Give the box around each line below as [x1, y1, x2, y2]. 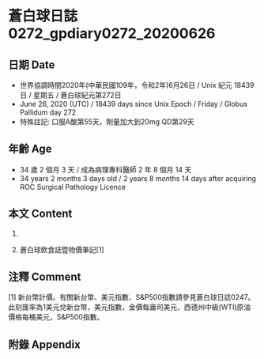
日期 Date [8, 58, 55, 71]
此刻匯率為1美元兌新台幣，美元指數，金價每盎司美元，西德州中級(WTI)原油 [8, 302, 251, 312]
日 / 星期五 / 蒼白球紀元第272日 [19, 90, 122, 100]
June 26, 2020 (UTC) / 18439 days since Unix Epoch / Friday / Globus [19, 100, 247, 108]
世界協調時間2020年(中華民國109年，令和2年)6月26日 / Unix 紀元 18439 [19, 81, 255, 89]
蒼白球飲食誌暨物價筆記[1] [19, 244, 104, 254]
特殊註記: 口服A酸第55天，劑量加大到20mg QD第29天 [19, 117, 195, 127]
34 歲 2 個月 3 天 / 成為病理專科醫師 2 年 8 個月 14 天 [19, 164, 192, 174]
